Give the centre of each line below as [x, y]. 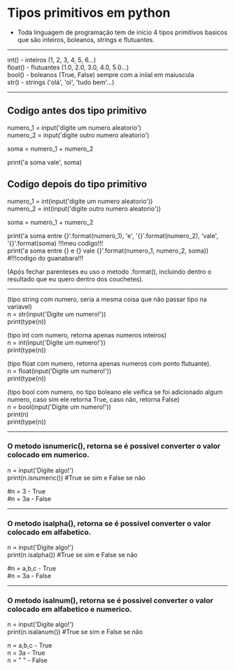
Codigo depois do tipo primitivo [77, 184]
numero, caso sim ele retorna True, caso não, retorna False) [93, 399]
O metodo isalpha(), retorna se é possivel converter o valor [109, 523]
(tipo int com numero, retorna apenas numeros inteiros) [87, 335]
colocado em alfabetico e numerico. [70, 609]
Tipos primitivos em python [89, 13]
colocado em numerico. [48, 455]
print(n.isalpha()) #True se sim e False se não [72, 555]
